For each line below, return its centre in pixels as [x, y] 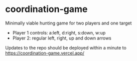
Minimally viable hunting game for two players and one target [68, 23]
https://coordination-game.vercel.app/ [45, 53]
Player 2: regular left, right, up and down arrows [62, 38]
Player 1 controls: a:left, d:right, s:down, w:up [59, 32]
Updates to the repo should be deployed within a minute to [66, 47]
